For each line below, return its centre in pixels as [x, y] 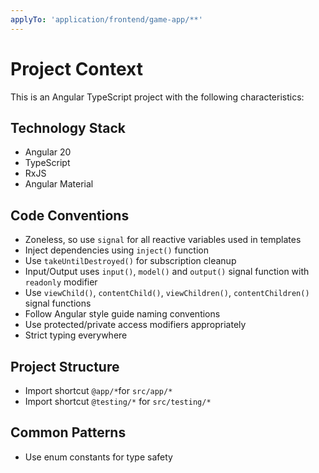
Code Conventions [70, 215]
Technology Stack [68, 127]
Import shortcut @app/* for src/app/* [98, 390]
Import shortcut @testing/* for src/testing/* [118, 401]
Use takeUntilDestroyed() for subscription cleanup [130, 261]
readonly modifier [61, 282]
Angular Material [59, 184]
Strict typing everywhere [76, 335]
